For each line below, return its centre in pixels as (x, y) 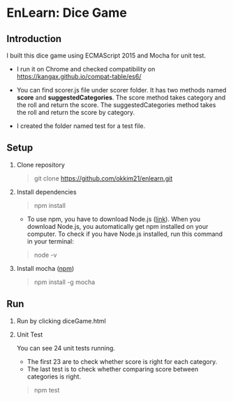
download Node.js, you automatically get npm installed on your (118, 226)
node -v (45, 255)
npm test (47, 390)
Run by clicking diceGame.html (61, 321)
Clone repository (41, 164)
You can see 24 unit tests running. (66, 348)
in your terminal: (50, 241)
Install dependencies (47, 192)
